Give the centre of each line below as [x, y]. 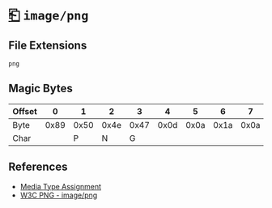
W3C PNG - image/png [59, 195]
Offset [25, 111]
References [38, 167]
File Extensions [48, 45]
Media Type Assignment [61, 186]
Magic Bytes [40, 89]
